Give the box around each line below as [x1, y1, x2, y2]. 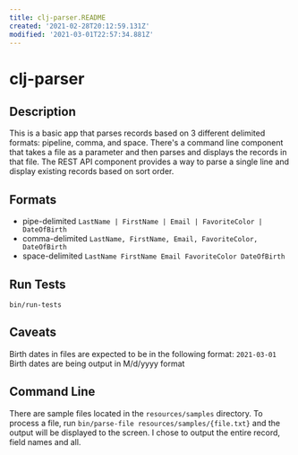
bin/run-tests [9, 301, 63, 310]
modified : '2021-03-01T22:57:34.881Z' [9, 30, 154, 39]
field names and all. [9, 436, 81, 447]
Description [9, 104, 76, 119]
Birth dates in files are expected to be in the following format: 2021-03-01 [9, 348, 277, 359]
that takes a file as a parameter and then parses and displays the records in [9, 147, 287, 158]
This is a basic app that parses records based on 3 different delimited [9, 127, 266, 139]
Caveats [9, 325, 56, 340]
